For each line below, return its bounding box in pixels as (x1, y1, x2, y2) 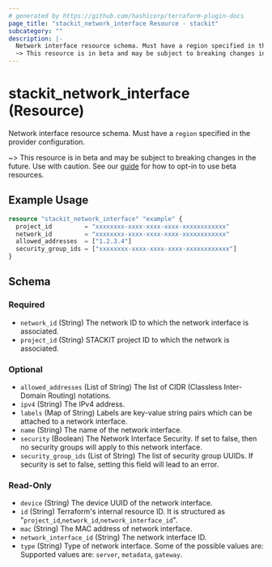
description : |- (8, 34, 63, 43)
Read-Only (8, 480, 53, 491)
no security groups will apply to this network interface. (19, 442, 202, 452)
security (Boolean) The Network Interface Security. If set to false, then (19, 433, 257, 443)
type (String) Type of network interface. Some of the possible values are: (19, 541, 264, 551)
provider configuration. (8, 137, 85, 147)
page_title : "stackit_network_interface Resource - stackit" (8, 19, 219, 28)
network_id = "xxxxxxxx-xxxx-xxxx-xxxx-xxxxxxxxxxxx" (15, 230, 230, 238)
